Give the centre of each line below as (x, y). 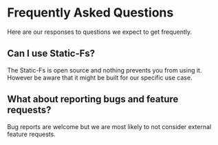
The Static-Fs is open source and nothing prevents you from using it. (105, 70)
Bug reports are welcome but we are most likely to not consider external (109, 126)
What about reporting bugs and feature (93, 99)
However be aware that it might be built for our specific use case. (100, 77)
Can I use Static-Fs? (51, 54)
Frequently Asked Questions (90, 13)
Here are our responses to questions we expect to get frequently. (100, 32)
